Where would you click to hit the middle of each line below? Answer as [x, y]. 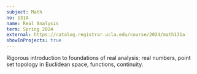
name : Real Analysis [33, 23]
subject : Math [25, 12]
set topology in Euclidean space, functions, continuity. [75, 64]
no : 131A [17, 18]
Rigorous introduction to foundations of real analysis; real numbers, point [99, 58]
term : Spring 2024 [30, 29]
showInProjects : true [34, 40]
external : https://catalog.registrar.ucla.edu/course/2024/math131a [96, 35]
